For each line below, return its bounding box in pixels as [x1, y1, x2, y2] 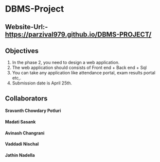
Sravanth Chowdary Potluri [5, 108, 61, 113]
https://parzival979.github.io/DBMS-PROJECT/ [5, 30, 152, 38]
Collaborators [5, 94, 48, 102]
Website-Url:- [5, 23, 48, 31]
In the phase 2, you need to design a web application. [12, 60, 120, 65]
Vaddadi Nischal [5, 141, 39, 147]
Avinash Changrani [5, 130, 45, 136]
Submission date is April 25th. [12, 80, 72, 86]
